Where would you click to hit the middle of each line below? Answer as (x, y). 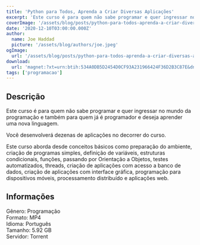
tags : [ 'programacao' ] (34, 73)
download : (18, 61)
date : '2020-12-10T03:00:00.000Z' (49, 28)
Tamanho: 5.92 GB (29, 230)
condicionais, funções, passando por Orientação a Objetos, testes (87, 159)
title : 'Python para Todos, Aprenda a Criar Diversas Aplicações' (90, 12)
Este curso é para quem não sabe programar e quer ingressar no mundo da (99, 111)
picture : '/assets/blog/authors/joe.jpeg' (65, 45)
